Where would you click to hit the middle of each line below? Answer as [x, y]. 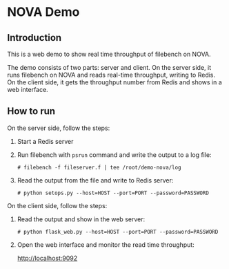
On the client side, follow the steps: [57, 205]
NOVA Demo [43, 12]
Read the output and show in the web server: [81, 219]
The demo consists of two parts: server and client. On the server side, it [109, 67]
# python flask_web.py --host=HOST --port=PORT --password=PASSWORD [118, 232]
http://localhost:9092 [47, 258]
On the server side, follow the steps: [59, 128]
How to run [31, 111]
